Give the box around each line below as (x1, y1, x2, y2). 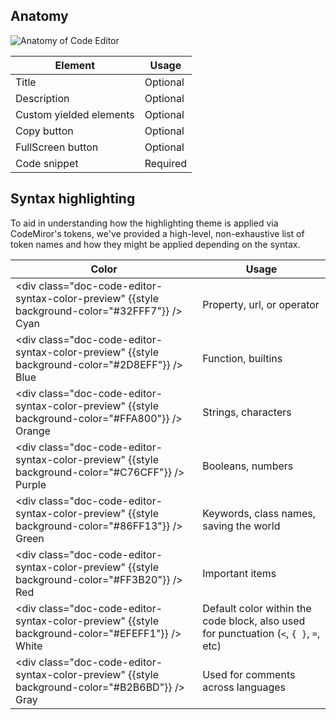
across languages (202, 680, 287, 694)
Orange (15, 424, 51, 438)
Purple (15, 477, 47, 491)
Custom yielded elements (15, 107, 135, 121)
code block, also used (202, 614, 306, 628)
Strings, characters (202, 405, 292, 419)
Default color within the (202, 601, 312, 615)
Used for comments (202, 667, 296, 681)
